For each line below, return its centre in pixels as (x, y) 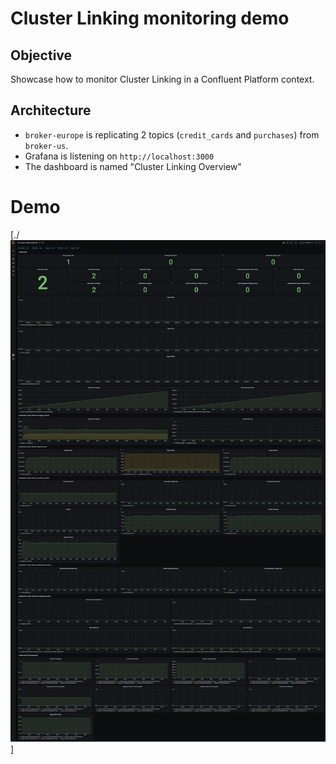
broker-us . (46, 145)
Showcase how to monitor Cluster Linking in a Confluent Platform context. (162, 79)
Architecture (51, 110)
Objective (41, 55)
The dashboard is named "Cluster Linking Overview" (133, 166)
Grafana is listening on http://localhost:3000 (119, 156)
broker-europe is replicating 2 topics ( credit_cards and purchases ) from (172, 134)
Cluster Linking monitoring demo (150, 18)
